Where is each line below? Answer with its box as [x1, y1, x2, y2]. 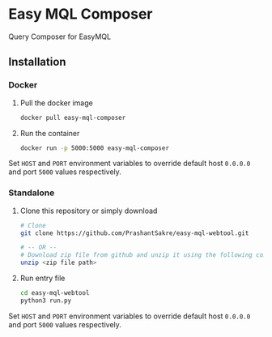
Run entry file [19, 273, 66, 284]
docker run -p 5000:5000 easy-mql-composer [19, 143, 170, 152]
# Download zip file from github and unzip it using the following [19, 251, 253, 259]
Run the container [19, 128, 80, 138]
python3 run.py [19, 296, 72, 305]
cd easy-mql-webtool [19, 289, 90, 297]
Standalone [8, 187, 55, 198]
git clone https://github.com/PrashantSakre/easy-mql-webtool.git [19, 228, 249, 237]
